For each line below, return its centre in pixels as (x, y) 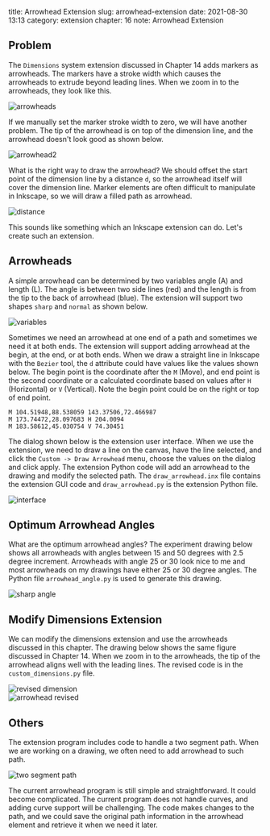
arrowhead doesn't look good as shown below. (86, 139)
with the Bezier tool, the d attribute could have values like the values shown (133, 363)
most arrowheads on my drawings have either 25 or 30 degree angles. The (133, 570)
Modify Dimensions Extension (85, 620)
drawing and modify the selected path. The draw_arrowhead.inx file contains (135, 476)
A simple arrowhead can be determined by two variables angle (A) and (126, 281)
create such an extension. (51, 235)
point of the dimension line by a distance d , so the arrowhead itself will (125, 179)
